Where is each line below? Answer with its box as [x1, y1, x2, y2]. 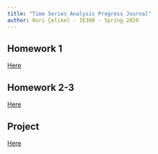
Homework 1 [7, 43, 63, 55]
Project [7, 120, 40, 132]
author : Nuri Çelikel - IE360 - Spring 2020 [7, 17, 139, 24]
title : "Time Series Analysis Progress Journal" [7, 10, 152, 17]
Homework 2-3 [7, 81, 75, 93]
